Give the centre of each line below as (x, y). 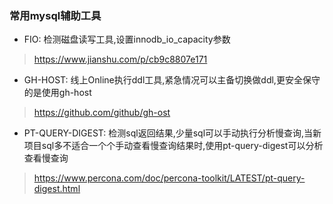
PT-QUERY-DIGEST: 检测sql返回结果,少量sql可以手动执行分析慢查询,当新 (172, 133)
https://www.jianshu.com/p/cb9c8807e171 (120, 59)
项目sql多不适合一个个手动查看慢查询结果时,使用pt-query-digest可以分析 (173, 146)
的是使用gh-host (57, 93)
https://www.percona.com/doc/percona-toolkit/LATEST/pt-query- (169, 178)
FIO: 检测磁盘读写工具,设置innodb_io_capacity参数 (127, 39)
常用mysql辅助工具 (55, 15)
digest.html (57, 189)
